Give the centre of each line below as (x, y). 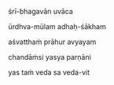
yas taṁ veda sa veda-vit (49, 72)
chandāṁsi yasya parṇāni (50, 57)
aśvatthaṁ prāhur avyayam (52, 42)
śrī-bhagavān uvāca (40, 11)
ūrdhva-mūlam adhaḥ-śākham (57, 26)
